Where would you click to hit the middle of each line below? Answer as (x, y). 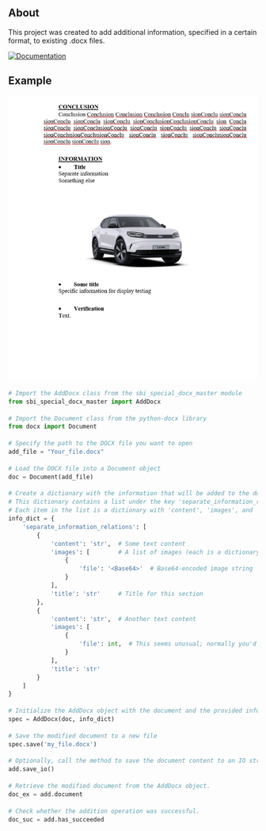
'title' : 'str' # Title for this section (127, 593)
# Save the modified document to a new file (83, 736)
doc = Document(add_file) (51, 477)
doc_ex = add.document (46, 794)
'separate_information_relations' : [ (85, 527)
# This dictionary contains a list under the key (92, 502)
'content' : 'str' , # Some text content (118, 543)
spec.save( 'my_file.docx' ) (53, 744)
